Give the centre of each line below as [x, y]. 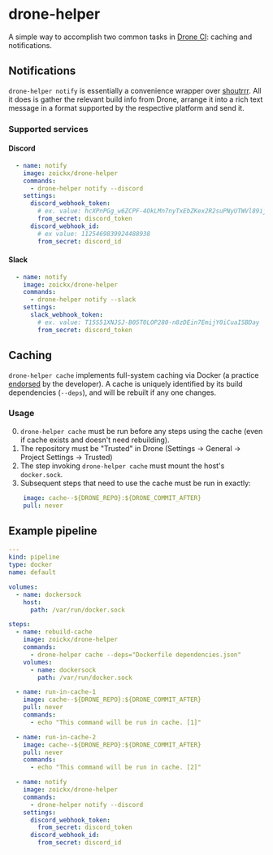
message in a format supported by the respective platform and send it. [127, 107]
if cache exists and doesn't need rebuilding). [95, 440]
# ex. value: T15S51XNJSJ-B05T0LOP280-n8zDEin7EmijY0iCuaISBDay [149, 322]
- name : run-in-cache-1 [56, 692]
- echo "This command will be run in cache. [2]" [115, 767]
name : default [32, 572]
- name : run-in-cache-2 [56, 737]
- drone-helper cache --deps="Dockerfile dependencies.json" [136, 655]
